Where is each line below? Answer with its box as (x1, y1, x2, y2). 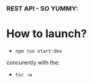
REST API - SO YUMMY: (6, 4, 78, 13)
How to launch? (6, 27, 87, 41)
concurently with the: (6, 59, 60, 66)
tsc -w (15, 71, 32, 78)
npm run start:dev (15, 48, 62, 54)
